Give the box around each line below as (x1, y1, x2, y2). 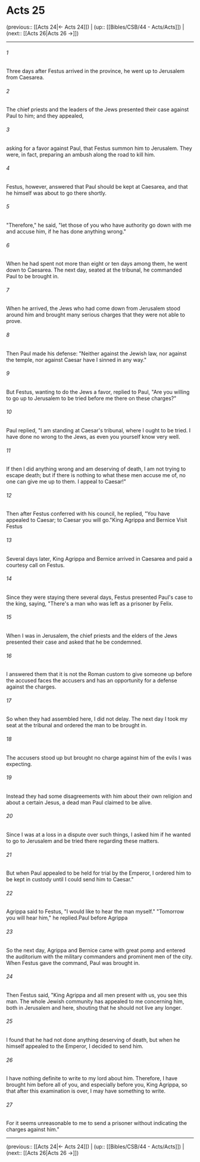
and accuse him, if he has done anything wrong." (6, 228, 127, 235)
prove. (6, 318, 22, 325)
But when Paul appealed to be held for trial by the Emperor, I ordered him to (6, 869, 192, 877)
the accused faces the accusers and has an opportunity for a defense (6, 677, 177, 684)
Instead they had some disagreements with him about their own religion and (6, 792, 192, 800)
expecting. (6, 760, 33, 767)
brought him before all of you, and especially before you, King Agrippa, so (6, 1081, 187, 1089)
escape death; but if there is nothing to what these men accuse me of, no (6, 472, 186, 479)
